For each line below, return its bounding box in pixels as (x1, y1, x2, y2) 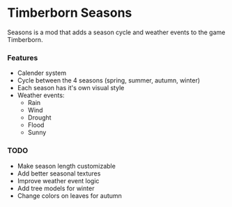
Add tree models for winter (17, 184, 95, 192)
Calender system (17, 69, 67, 78)
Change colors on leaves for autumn (17, 191, 122, 200)
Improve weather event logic (17, 176, 100, 185)
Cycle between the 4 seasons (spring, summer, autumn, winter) (17, 76, 201, 85)
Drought (27, 113, 52, 122)
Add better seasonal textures (17, 169, 101, 178)
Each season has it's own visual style (17, 84, 125, 92)
